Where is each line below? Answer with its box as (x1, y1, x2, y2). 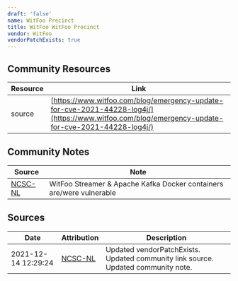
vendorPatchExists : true (7, 37, 81, 44)
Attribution (61, 232, 99, 242)
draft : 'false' (7, 10, 52, 18)
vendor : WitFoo (7, 30, 52, 37)
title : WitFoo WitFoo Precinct (7, 23, 100, 30)
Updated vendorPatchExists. (105, 244, 200, 254)
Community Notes (7, 146, 90, 158)
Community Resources (7, 63, 111, 75)
